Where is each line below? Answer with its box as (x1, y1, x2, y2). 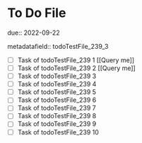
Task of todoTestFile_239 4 (17, 80, 97, 88)
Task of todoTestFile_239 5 (17, 88, 97, 96)
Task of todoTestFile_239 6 (17, 96, 97, 104)
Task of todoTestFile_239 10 (17, 127, 99, 136)
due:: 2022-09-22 (7, 28, 60, 37)
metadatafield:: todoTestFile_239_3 (7, 42, 109, 50)
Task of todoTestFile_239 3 (17, 72, 97, 81)
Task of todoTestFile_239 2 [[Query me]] (17, 64, 136, 72)
